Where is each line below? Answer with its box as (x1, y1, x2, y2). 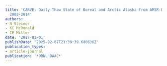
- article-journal (5, 49, 43, 54)
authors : (5, 16, 23, 21)
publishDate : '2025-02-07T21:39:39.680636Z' (5, 40, 99, 45)
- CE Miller (5, 30, 30, 35)
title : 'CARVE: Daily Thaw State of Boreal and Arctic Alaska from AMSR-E (5, 7, 164, 12)
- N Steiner (5, 21, 30, 26)
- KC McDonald (5, 26, 35, 31)
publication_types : (5, 44, 46, 49)
